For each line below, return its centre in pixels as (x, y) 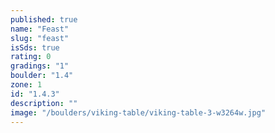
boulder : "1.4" (42, 76)
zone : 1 (26, 85)
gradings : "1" (40, 66)
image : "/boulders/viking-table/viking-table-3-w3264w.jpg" (138, 112)
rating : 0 (31, 57)
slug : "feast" (40, 38)
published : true (44, 19)
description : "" (44, 103)
